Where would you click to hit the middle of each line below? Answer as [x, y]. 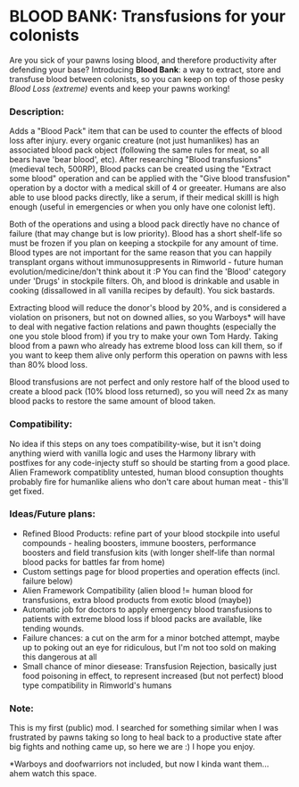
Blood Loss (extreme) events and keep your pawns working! [120, 88]
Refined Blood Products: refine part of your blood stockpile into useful [151, 534]
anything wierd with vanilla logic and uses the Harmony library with [133, 453]
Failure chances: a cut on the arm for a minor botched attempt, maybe [151, 638]
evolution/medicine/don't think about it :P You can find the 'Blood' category [148, 272]
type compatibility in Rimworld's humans [97, 685]
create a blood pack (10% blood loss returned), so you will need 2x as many [149, 392]
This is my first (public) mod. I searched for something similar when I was [144, 728]
